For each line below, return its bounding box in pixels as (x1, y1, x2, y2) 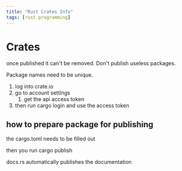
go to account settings (14, 89, 70, 96)
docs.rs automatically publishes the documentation (6, 158, 132, 166)
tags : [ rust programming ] (6, 14, 70, 20)
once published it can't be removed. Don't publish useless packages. (6, 60, 176, 67)
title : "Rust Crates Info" (6, 8, 73, 15)
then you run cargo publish (6, 147, 73, 154)
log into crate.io (14, 83, 54, 90)
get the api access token (23, 96, 85, 103)
